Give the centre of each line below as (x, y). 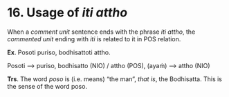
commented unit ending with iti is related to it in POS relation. (94, 39)
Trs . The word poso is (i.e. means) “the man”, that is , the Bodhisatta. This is (115, 79)
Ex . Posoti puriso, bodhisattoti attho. (59, 52)
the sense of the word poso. (47, 86)
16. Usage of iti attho (67, 13)
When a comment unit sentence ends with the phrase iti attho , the (101, 32)
